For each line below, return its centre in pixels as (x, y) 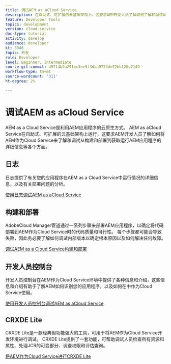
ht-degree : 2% (20, 81)
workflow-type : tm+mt (28, 72)
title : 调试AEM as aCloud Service (41, 10)
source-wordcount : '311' (32, 76)
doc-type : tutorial (26, 34)
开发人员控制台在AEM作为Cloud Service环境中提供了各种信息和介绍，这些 (83, 280)
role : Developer (22, 57)
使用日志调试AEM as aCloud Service (43, 195)
